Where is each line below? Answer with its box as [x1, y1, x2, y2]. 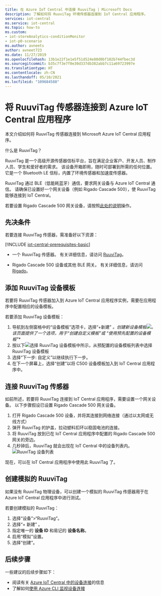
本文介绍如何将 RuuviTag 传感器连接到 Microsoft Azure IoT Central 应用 [5, 131, 147, 136]
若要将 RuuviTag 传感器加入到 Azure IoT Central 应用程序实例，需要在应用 [5, 297, 152, 304]
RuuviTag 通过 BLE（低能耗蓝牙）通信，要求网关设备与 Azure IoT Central [5, 180, 150, 186]
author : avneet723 [5, 48, 42, 52]
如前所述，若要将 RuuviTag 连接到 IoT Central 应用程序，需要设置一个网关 [5, 396, 152, 402]
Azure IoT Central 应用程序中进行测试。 [5, 494, 84, 500]
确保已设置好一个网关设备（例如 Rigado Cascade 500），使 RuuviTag [18, 186, 156, 192]
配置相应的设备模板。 [13, 304, 56, 309]
